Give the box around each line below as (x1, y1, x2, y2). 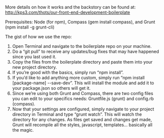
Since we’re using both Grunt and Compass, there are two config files (12, 91, 154, 96)
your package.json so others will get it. (12, 85, 91, 91)
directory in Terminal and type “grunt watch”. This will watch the (12, 111, 142, 117)
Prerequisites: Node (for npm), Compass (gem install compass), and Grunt (5, 19, 156, 25)
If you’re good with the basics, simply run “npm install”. (12, 69, 124, 75)
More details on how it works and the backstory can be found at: (5, 4, 136, 10)
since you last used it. (12, 54, 56, 60)
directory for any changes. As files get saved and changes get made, (12, 117, 152, 122)
